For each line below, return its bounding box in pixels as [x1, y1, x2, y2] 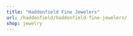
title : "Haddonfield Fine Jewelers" [6, 9, 100, 15]
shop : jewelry [6, 20, 43, 26]
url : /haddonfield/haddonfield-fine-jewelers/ [6, 15, 127, 21]
